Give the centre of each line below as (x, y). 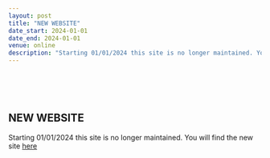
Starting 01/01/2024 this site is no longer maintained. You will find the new (131, 137)
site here (23, 146)
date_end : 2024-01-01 (45, 38)
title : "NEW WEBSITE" (45, 23)
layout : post (30, 16)
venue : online (32, 46)
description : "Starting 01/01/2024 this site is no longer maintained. (131, 53)
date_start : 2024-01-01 (48, 30)
